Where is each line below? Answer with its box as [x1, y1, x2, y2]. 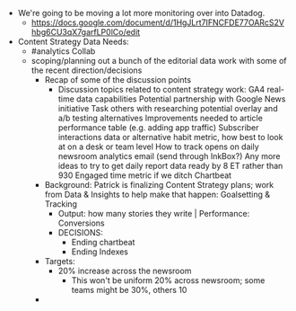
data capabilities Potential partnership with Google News [75, 93, 286, 104]
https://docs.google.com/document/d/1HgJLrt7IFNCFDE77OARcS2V [30, 17, 285, 28]
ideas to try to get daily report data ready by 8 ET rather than [57, 161, 283, 171]
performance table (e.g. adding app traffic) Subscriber [57, 122, 259, 133]
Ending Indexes [71, 246, 128, 257]
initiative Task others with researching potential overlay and [57, 103, 278, 113]
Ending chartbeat [71, 237, 135, 247]
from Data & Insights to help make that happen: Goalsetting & [44, 189, 271, 200]
